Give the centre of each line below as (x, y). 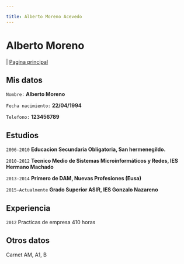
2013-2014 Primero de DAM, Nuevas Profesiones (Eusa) (74, 179)
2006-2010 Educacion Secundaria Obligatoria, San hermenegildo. (86, 149)
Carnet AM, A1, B (26, 255)
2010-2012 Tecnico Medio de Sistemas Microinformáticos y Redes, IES (92, 161)
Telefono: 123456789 (33, 117)
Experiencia (28, 208)
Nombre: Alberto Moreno (36, 94)
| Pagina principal (27, 61)
